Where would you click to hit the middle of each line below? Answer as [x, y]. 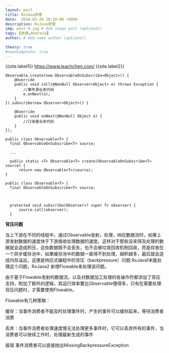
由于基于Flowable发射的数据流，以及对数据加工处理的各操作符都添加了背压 [83, 277]
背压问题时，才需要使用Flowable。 [41, 289]
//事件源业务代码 [39, 90]
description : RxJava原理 [30, 24]
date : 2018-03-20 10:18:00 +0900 [41, 19]
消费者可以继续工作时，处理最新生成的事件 [49, 334]
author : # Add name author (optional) [46, 38]
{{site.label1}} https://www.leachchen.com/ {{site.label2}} [65, 66]
